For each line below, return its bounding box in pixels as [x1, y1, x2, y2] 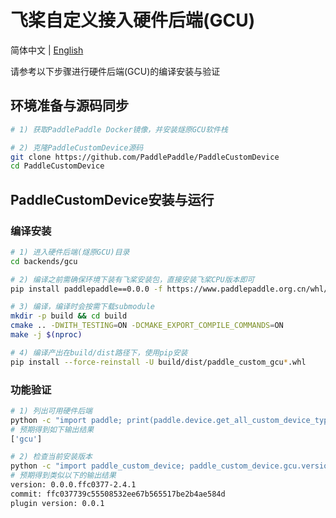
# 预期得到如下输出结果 [10, 424, 95, 435]
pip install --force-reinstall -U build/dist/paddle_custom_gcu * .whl [10, 357, 307, 367]
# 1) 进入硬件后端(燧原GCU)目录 [10, 247, 130, 257]
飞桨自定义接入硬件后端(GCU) [10, 9, 256, 32]
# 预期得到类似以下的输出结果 [10, 471, 117, 481]
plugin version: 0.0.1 [10, 498, 105, 508]
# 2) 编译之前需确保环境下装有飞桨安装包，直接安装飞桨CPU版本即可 [10, 274, 255, 285]
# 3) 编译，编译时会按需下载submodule [10, 302, 156, 312]
